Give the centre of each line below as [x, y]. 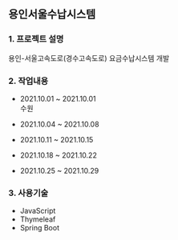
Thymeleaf [38, 219]
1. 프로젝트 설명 [36, 39]
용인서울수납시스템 [52, 14]
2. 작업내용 [28, 81]
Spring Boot [40, 228]
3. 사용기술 [28, 193]
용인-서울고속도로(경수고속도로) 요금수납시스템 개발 [89, 58]
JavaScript [38, 211]
